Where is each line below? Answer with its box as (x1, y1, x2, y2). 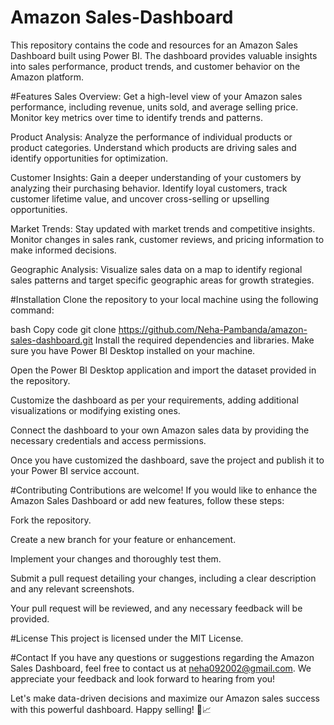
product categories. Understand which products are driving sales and (10, 141, 297, 153)
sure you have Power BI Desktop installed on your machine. (10, 344, 256, 356)
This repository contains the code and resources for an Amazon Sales (10, 39, 298, 51)
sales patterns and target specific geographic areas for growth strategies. (10, 274, 315, 286)
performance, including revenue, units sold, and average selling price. (10, 101, 299, 113)
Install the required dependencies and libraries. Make (94, 334, 315, 346)
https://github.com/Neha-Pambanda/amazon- (118, 323, 308, 335)
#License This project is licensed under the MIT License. (10, 632, 244, 644)
